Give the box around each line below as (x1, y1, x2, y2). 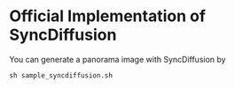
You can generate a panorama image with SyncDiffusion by (9, 54, 226, 64)
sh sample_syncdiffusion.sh (9, 70, 114, 80)
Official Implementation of (9, 6, 207, 26)
